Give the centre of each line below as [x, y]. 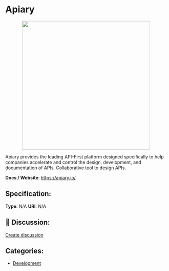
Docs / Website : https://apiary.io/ [40, 177]
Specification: [28, 194]
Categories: [25, 251]
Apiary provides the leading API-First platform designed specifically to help [84, 157]
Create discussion [24, 234]
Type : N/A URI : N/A [26, 206]
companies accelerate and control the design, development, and [73, 162]
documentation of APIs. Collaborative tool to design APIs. [66, 168]
